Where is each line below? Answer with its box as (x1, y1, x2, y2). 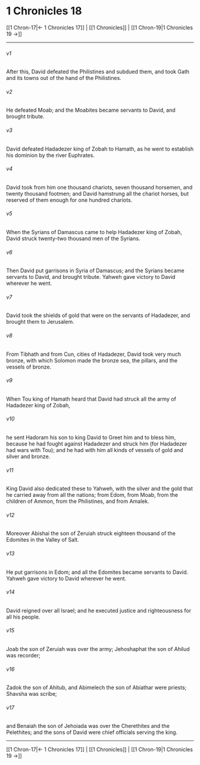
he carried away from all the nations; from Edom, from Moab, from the (6, 491, 179, 499)
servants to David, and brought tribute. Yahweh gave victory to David (6, 274, 176, 281)
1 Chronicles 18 (6, 4, 82, 18)
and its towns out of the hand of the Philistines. (6, 75, 122, 82)
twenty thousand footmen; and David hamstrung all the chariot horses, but (6, 190, 189, 197)
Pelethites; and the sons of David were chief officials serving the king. (6, 729, 178, 736)
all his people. (6, 613, 40, 620)
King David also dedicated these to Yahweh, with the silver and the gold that (6, 485, 193, 492)
